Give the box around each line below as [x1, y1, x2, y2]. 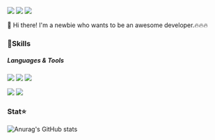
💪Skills [7, 38, 31, 48]
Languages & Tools [7, 56, 65, 64]
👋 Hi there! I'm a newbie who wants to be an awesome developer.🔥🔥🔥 [7, 21, 209, 29]
